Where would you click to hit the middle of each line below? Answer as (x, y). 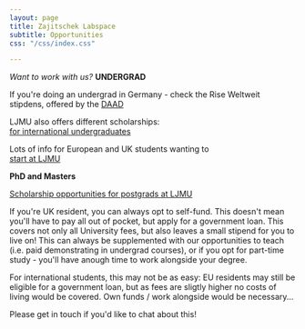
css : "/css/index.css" (52, 43)
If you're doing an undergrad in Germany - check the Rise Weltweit (135, 95)
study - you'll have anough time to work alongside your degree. (128, 260)
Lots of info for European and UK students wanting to (109, 149)
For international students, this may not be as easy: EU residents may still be (152, 277)
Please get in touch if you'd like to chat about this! (103, 314)
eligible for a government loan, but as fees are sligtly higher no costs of (143, 287)
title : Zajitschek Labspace (63, 26)
